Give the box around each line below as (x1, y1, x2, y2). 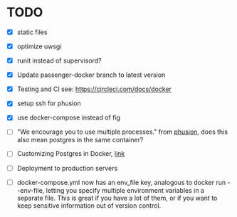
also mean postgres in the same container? (16, 136, 144, 144)
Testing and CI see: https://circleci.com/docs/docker (16, 85, 172, 93)
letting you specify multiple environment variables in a (46, 186, 204, 194)
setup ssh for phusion (16, 99, 81, 107)
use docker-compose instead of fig (16, 113, 121, 122)
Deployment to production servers (16, 164, 118, 172)
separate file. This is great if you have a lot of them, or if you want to (16, 194, 218, 202)
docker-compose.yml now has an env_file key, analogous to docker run (16, 178, 226, 186)
